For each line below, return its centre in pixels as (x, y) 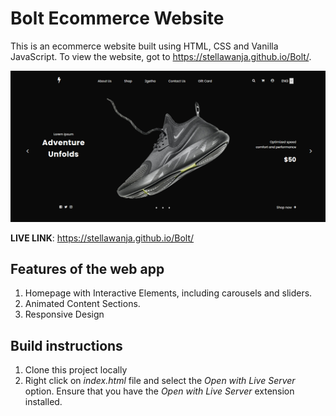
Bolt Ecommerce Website (117, 18)
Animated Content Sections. (82, 304)
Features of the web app (87, 268)
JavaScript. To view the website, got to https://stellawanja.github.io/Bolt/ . (161, 56)
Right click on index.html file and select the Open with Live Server (160, 381)
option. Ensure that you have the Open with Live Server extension (159, 391)
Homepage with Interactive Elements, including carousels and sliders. (168, 293)
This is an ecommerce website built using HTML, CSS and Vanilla (144, 46)
